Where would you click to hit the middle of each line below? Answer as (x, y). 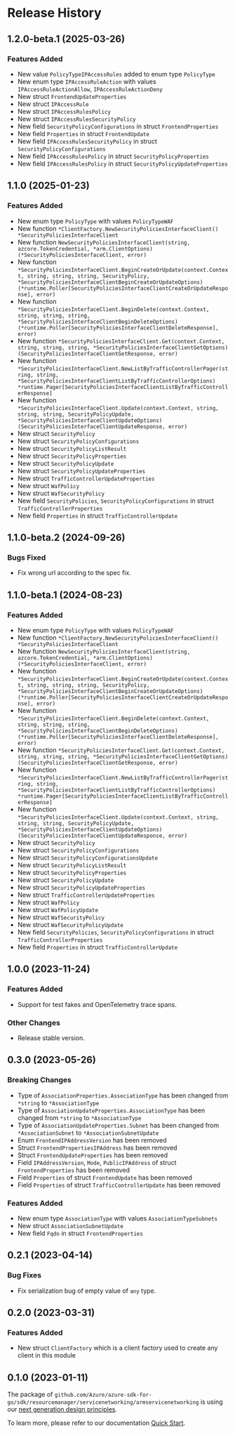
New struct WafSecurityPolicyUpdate (70, 924)
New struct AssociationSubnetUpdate (70, 1225)
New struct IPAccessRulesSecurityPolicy (76, 119)
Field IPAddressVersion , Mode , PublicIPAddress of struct (97, 1162)
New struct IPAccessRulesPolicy (64, 111)
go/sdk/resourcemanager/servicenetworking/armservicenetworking (103, 1402)
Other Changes (34, 1022)
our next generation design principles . (62, 1409)
